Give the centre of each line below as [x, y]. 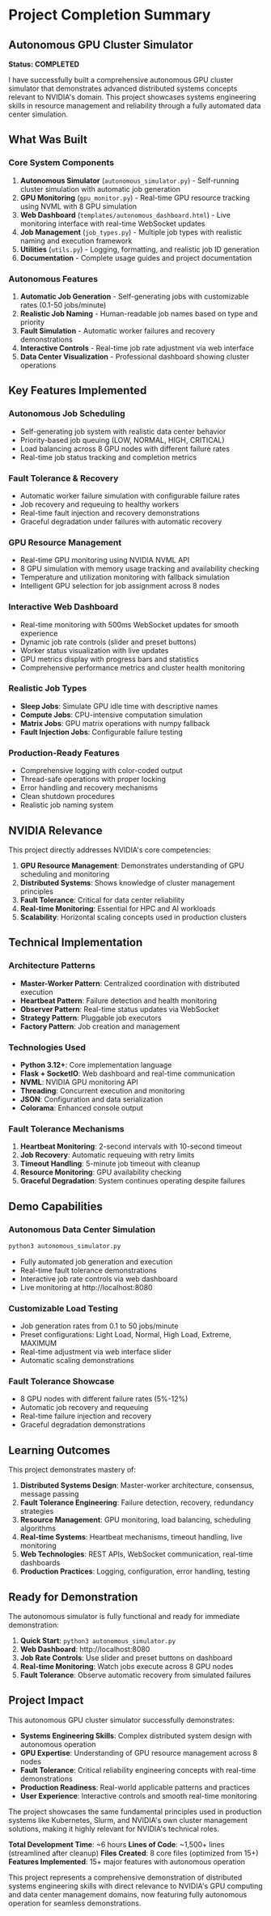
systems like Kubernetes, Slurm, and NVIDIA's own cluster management [128, 1820]
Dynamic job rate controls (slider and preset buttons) [108, 642]
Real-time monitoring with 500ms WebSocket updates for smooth [129, 624]
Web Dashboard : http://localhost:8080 [85, 1650]
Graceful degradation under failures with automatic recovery [121, 521]
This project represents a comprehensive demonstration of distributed [125, 1877]
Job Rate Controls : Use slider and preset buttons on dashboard [126, 1658]
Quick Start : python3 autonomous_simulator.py [98, 1641]
